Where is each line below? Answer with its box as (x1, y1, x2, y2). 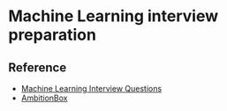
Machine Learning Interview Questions (20, 84, 163, 93)
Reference (8, 60, 67, 75)
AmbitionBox (20, 92, 68, 103)
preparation (8, 25, 96, 45)
